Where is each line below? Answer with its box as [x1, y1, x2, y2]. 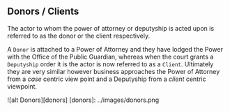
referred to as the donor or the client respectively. [7, 31, 151, 40]
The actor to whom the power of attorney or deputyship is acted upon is [7, 24, 215, 32]
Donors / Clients [7, 6, 79, 17]
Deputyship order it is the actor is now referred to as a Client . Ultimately [7, 59, 214, 68]
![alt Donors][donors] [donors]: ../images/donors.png [7, 96, 160, 104]
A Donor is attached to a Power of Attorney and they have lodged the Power [7, 45, 223, 53]
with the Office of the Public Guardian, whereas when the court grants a [7, 52, 214, 61]
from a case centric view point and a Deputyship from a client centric [7, 75, 207, 83]
